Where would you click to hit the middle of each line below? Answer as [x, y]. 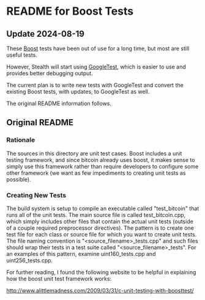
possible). [19, 179]
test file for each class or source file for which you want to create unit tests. [102, 234]
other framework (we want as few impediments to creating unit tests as [96, 173]
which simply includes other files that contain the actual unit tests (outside [100, 221]
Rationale [21, 140]
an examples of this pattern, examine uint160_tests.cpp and [81, 254]
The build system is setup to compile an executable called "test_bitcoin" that [103, 208]
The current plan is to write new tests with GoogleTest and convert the [95, 85]
